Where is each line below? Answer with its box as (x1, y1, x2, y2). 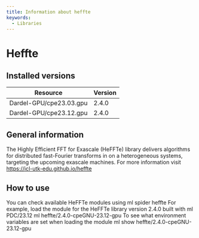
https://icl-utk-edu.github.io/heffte (6, 165, 92, 172)
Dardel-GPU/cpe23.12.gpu (9, 109, 88, 117)
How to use (6, 183, 50, 193)
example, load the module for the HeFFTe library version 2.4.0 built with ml (6, 205, 193, 212)
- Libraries (12, 20, 42, 26)
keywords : (6, 15, 32, 21)
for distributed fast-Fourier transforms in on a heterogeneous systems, (6, 152, 183, 159)
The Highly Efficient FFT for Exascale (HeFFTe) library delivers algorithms (6, 145, 191, 153)
